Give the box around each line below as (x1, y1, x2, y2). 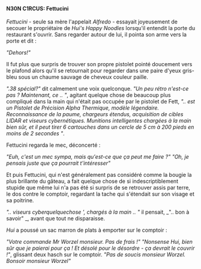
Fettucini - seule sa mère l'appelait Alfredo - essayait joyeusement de (6, 18, 178, 25)
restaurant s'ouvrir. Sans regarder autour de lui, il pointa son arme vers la (6, 31, 187, 39)
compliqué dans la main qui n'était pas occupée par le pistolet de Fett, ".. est (6, 98, 195, 105)
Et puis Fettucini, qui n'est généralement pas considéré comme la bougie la (6, 172, 192, 179)
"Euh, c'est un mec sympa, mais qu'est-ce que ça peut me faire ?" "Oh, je (6, 153, 189, 161)
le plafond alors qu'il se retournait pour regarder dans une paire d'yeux (6, 67, 181, 75)
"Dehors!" (6, 49, 31, 57)
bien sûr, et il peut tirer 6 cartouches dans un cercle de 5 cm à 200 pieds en (6, 123, 194, 131)
